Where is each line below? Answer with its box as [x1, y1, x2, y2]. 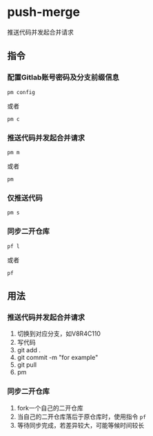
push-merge [7, 4, 81, 20]
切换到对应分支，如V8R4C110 [17, 329, 101, 338]
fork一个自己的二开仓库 [17, 403, 84, 412]
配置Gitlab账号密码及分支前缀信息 [7, 73, 119, 82]
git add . [17, 346, 41, 354]
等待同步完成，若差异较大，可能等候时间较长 [17, 421, 145, 429]
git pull [17, 361, 37, 369]
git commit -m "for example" [17, 354, 99, 362]
